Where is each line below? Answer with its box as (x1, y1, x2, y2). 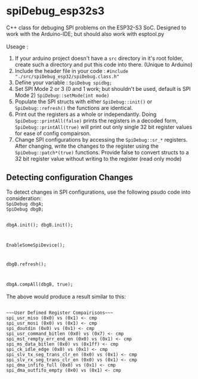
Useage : (6, 43, 29, 50)
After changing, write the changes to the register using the (14, 142, 159, 149)
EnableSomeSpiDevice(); (6, 242, 66, 248)
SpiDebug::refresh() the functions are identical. (14, 104, 133, 111)
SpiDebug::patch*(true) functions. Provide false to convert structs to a (14, 148, 189, 156)
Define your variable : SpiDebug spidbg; (14, 79, 112, 86)
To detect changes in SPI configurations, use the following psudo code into (6, 188, 191, 195)
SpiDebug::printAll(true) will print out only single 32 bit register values (14, 123, 193, 130)
